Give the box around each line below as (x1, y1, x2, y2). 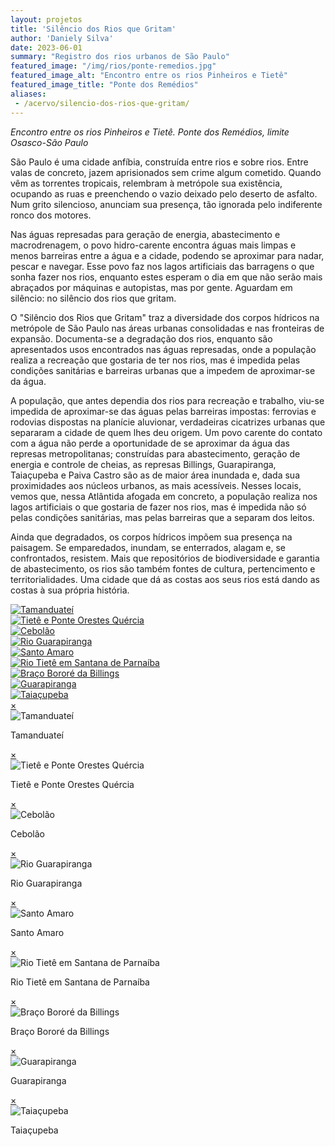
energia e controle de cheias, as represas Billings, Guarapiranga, (10, 458, 277, 470)
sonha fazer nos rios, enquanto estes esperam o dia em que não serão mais (10, 271, 323, 283)
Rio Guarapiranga (10, 877, 83, 889)
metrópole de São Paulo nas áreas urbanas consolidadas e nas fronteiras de (10, 322, 325, 334)
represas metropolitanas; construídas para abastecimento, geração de (10, 447, 301, 460)
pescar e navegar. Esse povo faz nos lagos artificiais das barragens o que (10, 260, 315, 272)
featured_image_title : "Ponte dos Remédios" (10, 80, 199, 90)
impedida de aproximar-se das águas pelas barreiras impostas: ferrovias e (10, 405, 317, 417)
